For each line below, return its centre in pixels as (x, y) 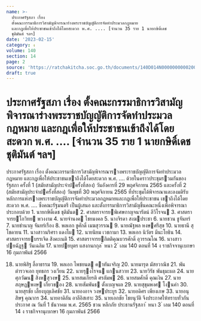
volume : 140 (21, 51)
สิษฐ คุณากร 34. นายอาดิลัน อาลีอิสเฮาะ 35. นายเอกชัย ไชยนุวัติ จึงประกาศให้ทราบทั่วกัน (102, 298)
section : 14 (21, 56)
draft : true (21, 73)
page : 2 (16, 62)
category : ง (21, 45)
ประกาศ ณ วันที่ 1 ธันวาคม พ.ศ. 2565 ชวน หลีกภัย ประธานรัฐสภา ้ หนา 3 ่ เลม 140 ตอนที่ (104, 305)
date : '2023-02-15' (31, 39)
